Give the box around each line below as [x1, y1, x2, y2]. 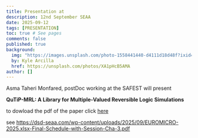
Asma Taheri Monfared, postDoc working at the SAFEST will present [6, 85, 172, 92]
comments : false [6, 36, 46, 42]
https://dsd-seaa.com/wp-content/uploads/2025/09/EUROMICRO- [16, 119, 179, 126]
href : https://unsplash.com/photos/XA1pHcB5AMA [11, 63, 131, 69]
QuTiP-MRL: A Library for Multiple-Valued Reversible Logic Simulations [6, 96, 184, 103]
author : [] [6, 69, 33, 75]
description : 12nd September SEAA [6, 14, 91, 20]
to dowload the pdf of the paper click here [6, 107, 109, 115]
